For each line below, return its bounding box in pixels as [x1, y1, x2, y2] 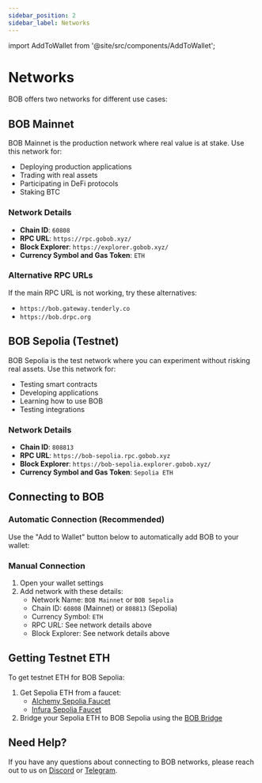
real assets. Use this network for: [8, 364, 116, 373]
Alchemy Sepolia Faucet [31, 696, 111, 705]
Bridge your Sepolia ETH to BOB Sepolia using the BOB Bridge [19, 713, 223, 722]
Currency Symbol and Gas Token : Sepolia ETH [19, 467, 173, 477]
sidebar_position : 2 [8, 11, 77, 20]
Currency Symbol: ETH [31, 611, 104, 621]
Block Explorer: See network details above [31, 628, 170, 637]
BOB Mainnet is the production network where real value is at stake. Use [8, 138, 245, 148]
